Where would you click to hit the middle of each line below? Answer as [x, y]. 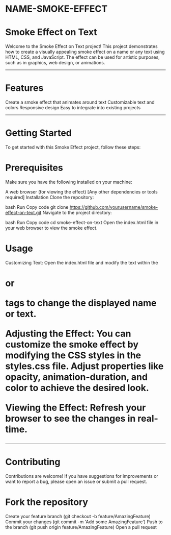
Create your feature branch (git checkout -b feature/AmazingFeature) [78, 516]
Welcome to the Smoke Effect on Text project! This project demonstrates [81, 46]
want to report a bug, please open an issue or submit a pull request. [76, 481]
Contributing [33, 462]
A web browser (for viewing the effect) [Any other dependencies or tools [81, 191]
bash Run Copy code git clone [37, 207]
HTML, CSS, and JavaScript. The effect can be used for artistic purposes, [83, 57]
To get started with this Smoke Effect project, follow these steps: [73, 147]
